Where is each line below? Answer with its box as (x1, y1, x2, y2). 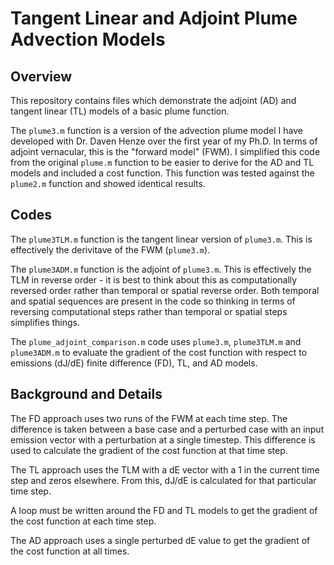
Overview (10, 68, 73, 85)
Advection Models (10, 28, 166, 51)
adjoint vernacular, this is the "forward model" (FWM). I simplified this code (10, 146, 321, 157)
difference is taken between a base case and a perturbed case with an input (10, 423, 325, 435)
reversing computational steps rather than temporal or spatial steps (10, 305, 288, 317)
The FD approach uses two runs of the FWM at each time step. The (10, 412, 288, 424)
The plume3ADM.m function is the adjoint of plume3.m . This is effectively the (10, 263, 312, 275)
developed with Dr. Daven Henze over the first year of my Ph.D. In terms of (10, 135, 318, 147)
